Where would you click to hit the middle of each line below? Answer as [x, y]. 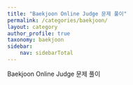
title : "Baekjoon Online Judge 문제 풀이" [67, 14]
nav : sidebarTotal [47, 53]
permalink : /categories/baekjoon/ [58, 20]
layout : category [33, 27]
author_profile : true [39, 33]
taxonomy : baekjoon [36, 40]
